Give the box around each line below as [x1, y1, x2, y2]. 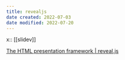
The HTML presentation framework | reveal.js [6, 48, 119, 55]
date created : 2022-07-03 [6, 14, 71, 20]
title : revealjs [6, 8, 47, 15]
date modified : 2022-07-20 [6, 20, 74, 26]
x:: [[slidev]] [6, 36, 36, 43]
